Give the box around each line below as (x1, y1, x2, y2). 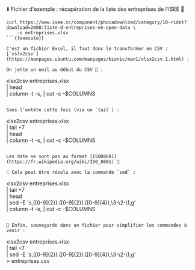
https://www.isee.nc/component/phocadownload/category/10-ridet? (19, 19, 187, 25)
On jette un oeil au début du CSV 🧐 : (6, 67, 104, 73)
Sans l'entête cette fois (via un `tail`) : (6, 107, 120, 113)
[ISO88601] (89, 153, 117, 159)
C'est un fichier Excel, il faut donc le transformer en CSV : (6, 46, 169, 52)
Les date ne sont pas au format (6, 153, 87, 159)
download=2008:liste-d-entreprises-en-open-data (6, 25, 131, 31)
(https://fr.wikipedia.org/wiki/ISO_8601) (6, 159, 114, 165)
